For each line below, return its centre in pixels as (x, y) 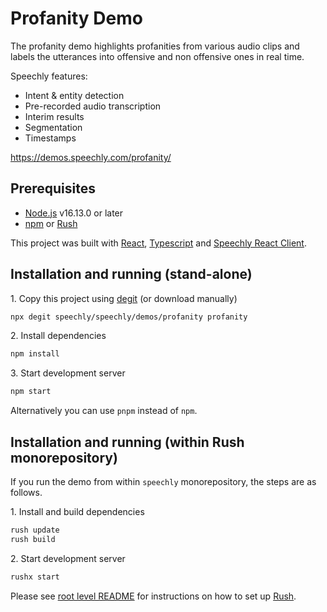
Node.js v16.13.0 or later (74, 213)
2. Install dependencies (58, 336)
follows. (26, 492)
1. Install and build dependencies (77, 511)
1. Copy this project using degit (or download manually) (124, 298)
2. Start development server (68, 558)
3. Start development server (68, 373)
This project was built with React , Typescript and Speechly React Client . (158, 243)
